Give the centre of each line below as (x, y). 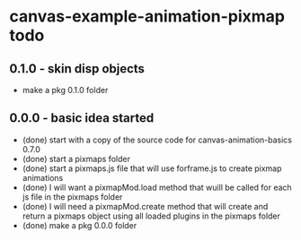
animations (43, 177)
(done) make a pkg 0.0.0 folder (80, 225)
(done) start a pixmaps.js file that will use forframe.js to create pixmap (152, 168)
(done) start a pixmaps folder (76, 159)
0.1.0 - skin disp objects (77, 69)
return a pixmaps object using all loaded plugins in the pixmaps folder (151, 216)
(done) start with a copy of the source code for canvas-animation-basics (157, 140)
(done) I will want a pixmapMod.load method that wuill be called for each (157, 187)
